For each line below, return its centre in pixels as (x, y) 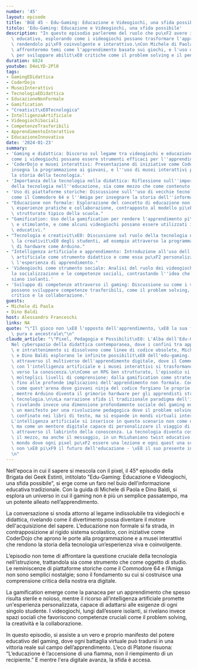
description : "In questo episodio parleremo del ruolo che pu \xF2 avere (97, 33)
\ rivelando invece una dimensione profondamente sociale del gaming (98, 405)
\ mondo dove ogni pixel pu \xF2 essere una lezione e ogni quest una (98, 443)
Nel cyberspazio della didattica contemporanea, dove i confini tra (97, 345)
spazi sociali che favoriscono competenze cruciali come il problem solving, (97, 617)
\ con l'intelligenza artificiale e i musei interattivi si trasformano (102, 367)
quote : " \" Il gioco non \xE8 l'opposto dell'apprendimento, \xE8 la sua (97, 328)
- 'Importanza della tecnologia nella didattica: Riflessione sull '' (93, 181)
